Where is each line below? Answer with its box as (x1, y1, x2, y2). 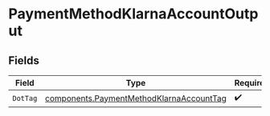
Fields (8, 54, 40, 67)
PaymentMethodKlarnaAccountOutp (8, 5, 259, 23)
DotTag (12, 94, 38, 102)
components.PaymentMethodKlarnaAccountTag (45, 93, 227, 104)
